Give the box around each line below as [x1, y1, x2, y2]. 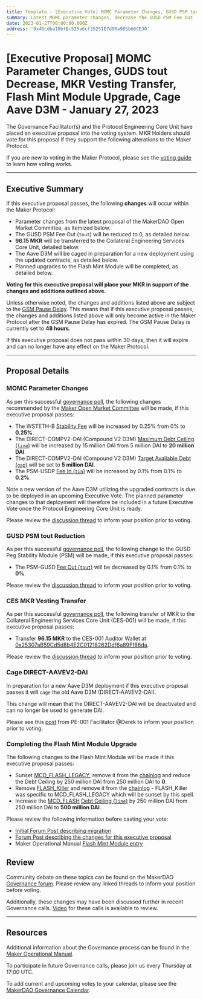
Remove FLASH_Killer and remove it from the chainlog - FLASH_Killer [14, 784, 188, 792]
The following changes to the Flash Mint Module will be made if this [6, 753, 174, 760]
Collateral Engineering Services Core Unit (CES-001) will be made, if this [6, 617, 186, 624]
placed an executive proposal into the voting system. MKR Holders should [6, 129, 190, 137]
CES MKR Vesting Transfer [6, 596, 86, 605]
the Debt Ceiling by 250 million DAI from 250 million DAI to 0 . [14, 778, 167, 785]
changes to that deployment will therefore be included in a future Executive [6, 498, 193, 505]
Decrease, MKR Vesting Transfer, [6, 77, 177, 91]
